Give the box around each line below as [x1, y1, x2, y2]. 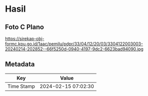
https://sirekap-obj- [5, 36, 45, 41]
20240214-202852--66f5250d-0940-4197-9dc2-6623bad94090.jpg [5, 46, 144, 52]
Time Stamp [7, 83, 35, 90]
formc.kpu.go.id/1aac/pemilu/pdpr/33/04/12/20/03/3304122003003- [5, 41, 143, 47]
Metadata [5, 60, 35, 69]
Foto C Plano [5, 23, 44, 31]
